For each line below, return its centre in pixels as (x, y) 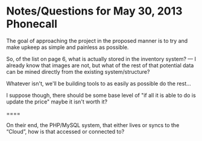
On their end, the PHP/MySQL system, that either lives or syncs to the (93, 125)
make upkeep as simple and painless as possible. (68, 47)
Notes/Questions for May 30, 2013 (94, 11)
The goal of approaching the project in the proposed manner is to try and (97, 41)
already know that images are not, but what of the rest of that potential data (100, 65)
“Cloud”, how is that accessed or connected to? (65, 131)
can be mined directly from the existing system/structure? (78, 71)
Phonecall (32, 24)
